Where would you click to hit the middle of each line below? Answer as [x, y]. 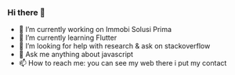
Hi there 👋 [27, 12]
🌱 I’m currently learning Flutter [68, 37]
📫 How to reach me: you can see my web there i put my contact [123, 63]
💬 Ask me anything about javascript [76, 55]
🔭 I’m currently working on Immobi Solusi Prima [95, 30]
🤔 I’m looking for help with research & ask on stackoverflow [114, 46]
